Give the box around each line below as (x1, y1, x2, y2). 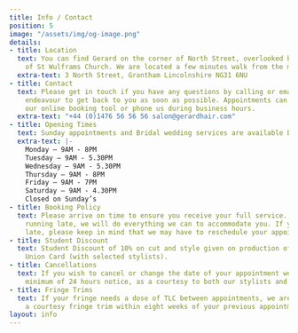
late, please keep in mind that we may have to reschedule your (25, 227, 268, 236)
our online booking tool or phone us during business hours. (25, 104, 255, 113)
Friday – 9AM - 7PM (25, 178, 98, 187)
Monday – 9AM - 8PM (25, 145, 98, 154)
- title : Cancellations (9, 261, 98, 270)
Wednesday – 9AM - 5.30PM (25, 162, 122, 170)
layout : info (9, 310, 58, 320)
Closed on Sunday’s (25, 194, 98, 204)
